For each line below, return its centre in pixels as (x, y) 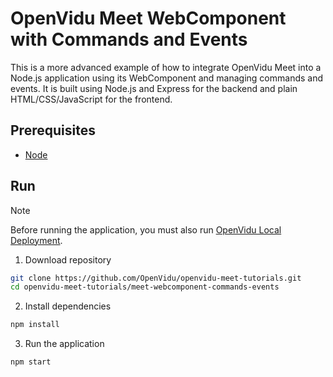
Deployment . (36, 240)
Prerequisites (53, 130)
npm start (31, 362)
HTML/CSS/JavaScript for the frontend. (91, 99)
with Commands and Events (129, 39)
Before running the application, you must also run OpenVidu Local (146, 229)
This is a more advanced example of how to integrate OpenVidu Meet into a (166, 67)
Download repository (68, 259)
